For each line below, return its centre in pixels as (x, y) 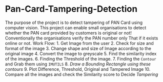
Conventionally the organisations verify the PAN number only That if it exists (82, 38)
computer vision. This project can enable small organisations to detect (76, 27)
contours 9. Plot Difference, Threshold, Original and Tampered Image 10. (78, 69)
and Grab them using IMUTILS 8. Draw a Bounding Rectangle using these (78, 64)
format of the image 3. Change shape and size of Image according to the (78, 48)
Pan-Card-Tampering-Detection (71, 9)
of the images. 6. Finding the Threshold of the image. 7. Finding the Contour (81, 59)
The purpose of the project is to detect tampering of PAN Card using (74, 22)
